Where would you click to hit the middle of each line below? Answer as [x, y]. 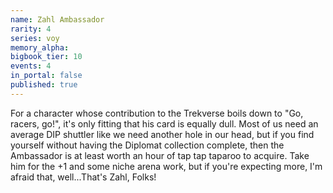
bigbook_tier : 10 [46, 57]
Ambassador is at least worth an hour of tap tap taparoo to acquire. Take [160, 155]
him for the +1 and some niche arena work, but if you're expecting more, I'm [166, 166]
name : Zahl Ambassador [57, 19]
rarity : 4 [31, 29]
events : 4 [31, 66]
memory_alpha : [40, 47]
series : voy [35, 38]
